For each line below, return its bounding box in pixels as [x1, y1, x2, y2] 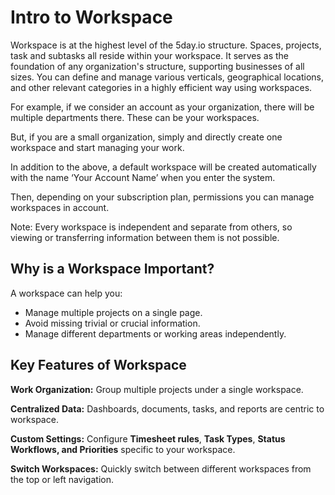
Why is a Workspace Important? [10, 261, 215, 278]
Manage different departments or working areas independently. [24, 327, 287, 340]
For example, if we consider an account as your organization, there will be [10, 101, 315, 113]
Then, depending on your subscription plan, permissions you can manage [10, 191, 315, 203]
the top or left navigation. [10, 473, 114, 485]
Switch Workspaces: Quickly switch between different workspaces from [10, 462, 312, 475]
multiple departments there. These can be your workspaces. [10, 111, 260, 123]
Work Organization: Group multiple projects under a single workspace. [10, 383, 304, 395]
